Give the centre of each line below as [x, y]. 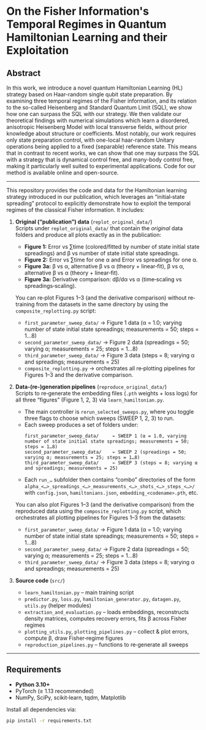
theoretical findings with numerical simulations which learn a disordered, [98, 120]
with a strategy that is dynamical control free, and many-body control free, [101, 160]
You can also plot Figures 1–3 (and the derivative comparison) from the [105, 504]
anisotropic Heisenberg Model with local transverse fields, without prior [97, 127]
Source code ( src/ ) [40, 581]
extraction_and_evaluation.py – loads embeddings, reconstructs [106, 612]
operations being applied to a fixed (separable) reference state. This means [102, 146]
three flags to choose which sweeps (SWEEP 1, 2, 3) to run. [99, 418]
